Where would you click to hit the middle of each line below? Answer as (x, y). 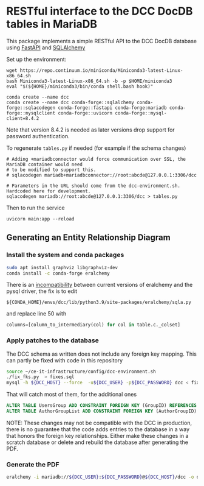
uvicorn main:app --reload (40, 219)
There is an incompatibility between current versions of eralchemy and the (100, 285)
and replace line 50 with (36, 314)
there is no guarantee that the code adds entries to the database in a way (98, 429)
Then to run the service (36, 208)
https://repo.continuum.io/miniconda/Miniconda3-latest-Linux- (101, 70)
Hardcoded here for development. (49, 191)
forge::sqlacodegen (31, 108)
